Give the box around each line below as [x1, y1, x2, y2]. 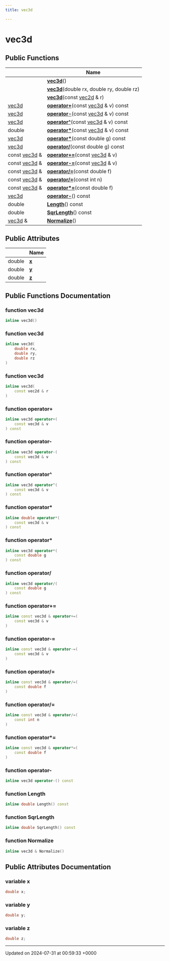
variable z [5, 925, 30, 932]
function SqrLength [5, 814, 55, 820]
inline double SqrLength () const [5, 825, 76, 830]
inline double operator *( [5, 515, 60, 520]
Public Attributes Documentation [5, 862, 111, 871]
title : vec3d [5, 7, 33, 13]
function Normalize [5, 837, 54, 844]
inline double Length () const [5, 802, 69, 807]
